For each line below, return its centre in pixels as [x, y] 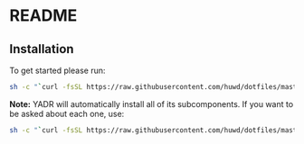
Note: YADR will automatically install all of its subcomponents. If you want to [152, 103]
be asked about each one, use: [67, 113]
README [43, 16]
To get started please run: [57, 70]
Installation [42, 49]
